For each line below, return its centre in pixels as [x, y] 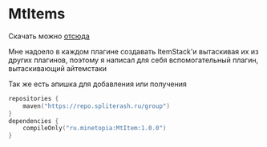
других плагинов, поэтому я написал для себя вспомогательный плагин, [133, 60]
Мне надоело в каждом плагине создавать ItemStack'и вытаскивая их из [133, 51]
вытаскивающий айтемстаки [57, 68]
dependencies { [34, 121]
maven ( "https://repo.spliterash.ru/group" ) [97, 106]
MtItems [37, 14]
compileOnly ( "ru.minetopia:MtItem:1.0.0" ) [95, 129]
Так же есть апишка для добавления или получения [97, 84]
